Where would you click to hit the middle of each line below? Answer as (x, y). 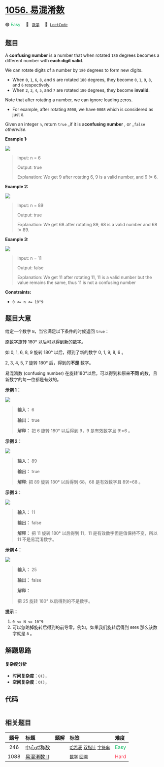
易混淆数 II (37, 757)
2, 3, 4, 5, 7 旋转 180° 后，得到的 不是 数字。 (49, 363)
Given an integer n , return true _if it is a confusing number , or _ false (75, 124)
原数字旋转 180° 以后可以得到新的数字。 (46, 342)
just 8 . (18, 115)
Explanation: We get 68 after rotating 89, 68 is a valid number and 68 (87, 224)
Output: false (30, 268)
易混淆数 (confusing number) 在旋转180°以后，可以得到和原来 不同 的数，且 (81, 373)
